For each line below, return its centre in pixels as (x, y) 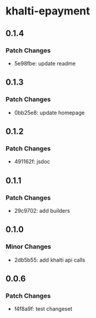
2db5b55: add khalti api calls (50, 260)
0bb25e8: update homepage (49, 112)
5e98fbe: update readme (45, 63)
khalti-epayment (48, 11)
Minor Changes (28, 246)
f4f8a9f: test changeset (43, 309)
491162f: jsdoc (32, 162)
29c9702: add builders (42, 210)
